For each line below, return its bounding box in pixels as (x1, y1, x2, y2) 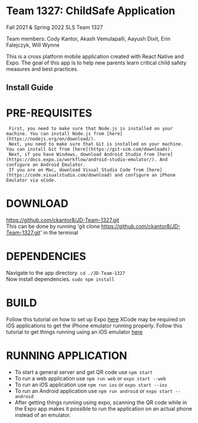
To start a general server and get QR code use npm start (14, 369, 153, 376)
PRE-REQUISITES (6, 106, 93, 119)
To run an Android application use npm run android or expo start (14, 388, 173, 395)
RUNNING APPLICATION (6, 349, 128, 363)
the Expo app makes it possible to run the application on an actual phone (14, 405, 192, 412)
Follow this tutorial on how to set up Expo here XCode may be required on (6, 316, 186, 323)
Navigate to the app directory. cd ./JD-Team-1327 (6, 269, 125, 276)
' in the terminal (40, 229, 79, 236)
